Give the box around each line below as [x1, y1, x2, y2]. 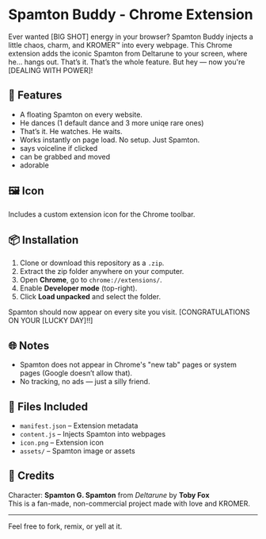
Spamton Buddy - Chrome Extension [8, 6, 253, 24]
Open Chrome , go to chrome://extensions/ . [19, 275, 162, 285]
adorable [19, 160, 49, 170]
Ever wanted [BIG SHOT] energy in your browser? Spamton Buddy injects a [8, 32, 253, 41]
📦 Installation [8, 233, 79, 247]
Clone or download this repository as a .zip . [19, 258, 165, 268]
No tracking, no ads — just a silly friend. [19, 377, 150, 387]
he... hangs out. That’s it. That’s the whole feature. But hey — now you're [8, 57, 245, 67]
